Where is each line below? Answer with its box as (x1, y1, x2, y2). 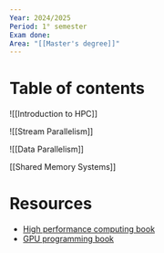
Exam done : (9, 30, 51, 39)
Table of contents (9, 79, 146, 99)
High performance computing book (22, 224, 156, 235)
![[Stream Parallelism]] (9, 126, 94, 137)
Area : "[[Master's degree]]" (9, 38, 120, 48)
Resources (9, 194, 93, 215)
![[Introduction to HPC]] (9, 109, 98, 120)
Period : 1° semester (9, 22, 88, 31)
